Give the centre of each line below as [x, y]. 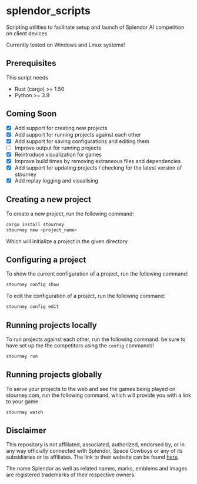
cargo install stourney [35, 224]
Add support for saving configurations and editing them [82, 141]
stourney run [22, 356]
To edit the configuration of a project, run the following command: [86, 296]
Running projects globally [54, 375]
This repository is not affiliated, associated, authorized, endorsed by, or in [96, 445]
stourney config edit [33, 307]
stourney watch [25, 412]
